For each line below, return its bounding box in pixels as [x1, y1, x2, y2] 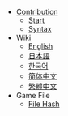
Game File [15, 91, 50, 100]
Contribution [15, 7, 58, 16]
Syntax [28, 24, 52, 33]
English [28, 41, 53, 51]
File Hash [28, 99, 60, 109]
